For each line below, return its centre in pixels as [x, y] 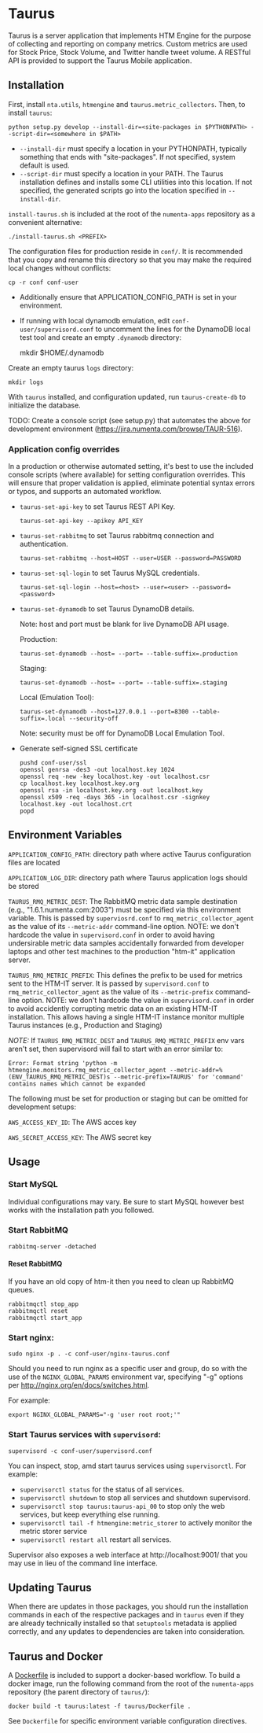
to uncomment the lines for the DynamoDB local [173, 329]
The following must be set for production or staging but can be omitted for [128, 1098]
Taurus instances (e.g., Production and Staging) [85, 1025]
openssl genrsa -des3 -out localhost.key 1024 [97, 770]
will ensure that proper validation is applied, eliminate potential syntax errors [131, 483]
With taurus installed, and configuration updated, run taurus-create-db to [127, 396]
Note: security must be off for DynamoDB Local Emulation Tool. [122, 733]
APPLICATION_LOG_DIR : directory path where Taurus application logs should [128, 877]
